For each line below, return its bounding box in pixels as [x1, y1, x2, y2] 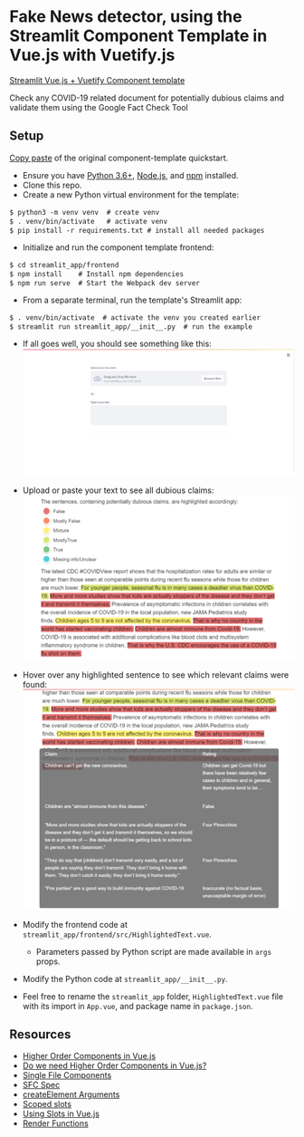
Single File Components [22, 1070, 112, 1081]
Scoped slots [22, 1099, 72, 1110]
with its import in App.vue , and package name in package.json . [22, 1000, 253, 1011]
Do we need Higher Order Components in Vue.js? [22, 1060, 207, 1071]
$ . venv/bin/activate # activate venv [9, 217, 168, 226]
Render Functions [22, 1118, 89, 1129]
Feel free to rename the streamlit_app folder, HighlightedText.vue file [22, 990, 283, 1002]
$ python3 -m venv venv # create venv [9, 207, 160, 217]
